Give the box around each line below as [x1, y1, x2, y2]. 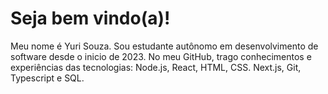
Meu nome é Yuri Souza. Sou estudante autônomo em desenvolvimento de [10, 40, 319, 52]
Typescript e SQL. [10, 72, 85, 84]
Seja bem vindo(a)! [10, 7, 171, 30]
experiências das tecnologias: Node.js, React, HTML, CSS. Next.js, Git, [10, 61, 302, 73]
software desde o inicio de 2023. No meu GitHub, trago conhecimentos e [10, 50, 312, 62]
